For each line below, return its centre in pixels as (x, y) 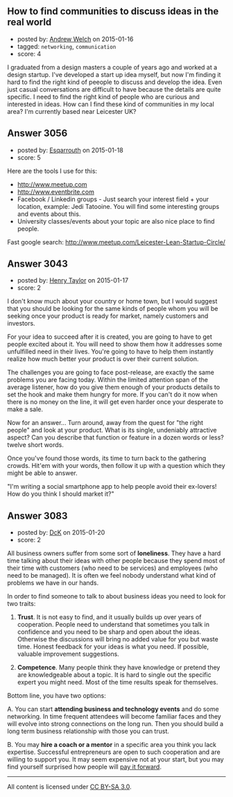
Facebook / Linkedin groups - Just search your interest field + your (113, 199)
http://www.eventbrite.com (56, 192)
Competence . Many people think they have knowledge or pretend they (119, 668)
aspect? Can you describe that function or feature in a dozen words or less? (115, 437)
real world (29, 23)
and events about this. (49, 214)
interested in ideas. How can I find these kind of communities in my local (111, 104)
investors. (21, 324)
